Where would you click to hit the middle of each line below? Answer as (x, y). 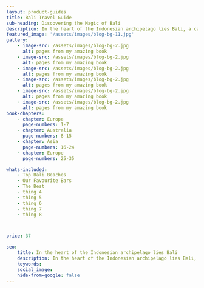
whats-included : (27, 169)
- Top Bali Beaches (42, 175)
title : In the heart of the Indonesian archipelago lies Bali (97, 253)
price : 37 (19, 236)
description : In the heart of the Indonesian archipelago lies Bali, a (99, 29)
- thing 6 (30, 203)
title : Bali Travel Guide (39, 18)
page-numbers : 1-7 (46, 125)
